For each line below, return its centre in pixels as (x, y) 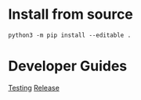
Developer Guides (68, 66)
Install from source (70, 14)
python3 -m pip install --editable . (70, 35)
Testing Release (34, 87)
